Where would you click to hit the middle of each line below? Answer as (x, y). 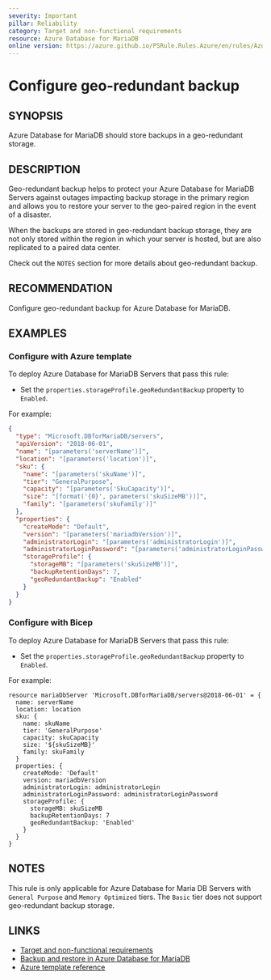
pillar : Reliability (43, 23)
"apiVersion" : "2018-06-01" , (65, 444)
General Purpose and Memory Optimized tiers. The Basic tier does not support (135, 897)
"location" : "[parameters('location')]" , (86, 459)
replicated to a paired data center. (65, 247)
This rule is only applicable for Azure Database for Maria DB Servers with (130, 888)
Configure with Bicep (51, 622)
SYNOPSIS (36, 115)
